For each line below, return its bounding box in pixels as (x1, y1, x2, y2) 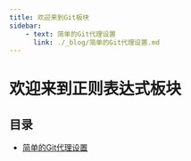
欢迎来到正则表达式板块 (9, 79, 182, 99)
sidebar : (9, 21, 42, 30)
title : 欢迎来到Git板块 (9, 12, 89, 22)
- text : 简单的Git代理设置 (25, 29, 116, 38)
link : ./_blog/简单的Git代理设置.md (32, 37, 161, 47)
